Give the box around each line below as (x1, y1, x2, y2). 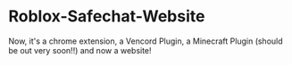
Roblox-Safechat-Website (8, 6, 205, 27)
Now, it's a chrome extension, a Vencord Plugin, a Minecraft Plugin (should (8, 36, 283, 46)
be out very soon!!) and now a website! (8, 45, 153, 55)
